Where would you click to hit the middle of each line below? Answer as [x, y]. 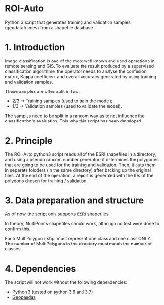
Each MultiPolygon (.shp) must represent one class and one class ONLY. [78, 238]
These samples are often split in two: [42, 91]
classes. [14, 248]
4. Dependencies [41, 268]
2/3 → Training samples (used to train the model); [62, 101]
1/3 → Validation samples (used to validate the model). [67, 106]
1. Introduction [35, 47]
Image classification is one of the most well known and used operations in [80, 61]
